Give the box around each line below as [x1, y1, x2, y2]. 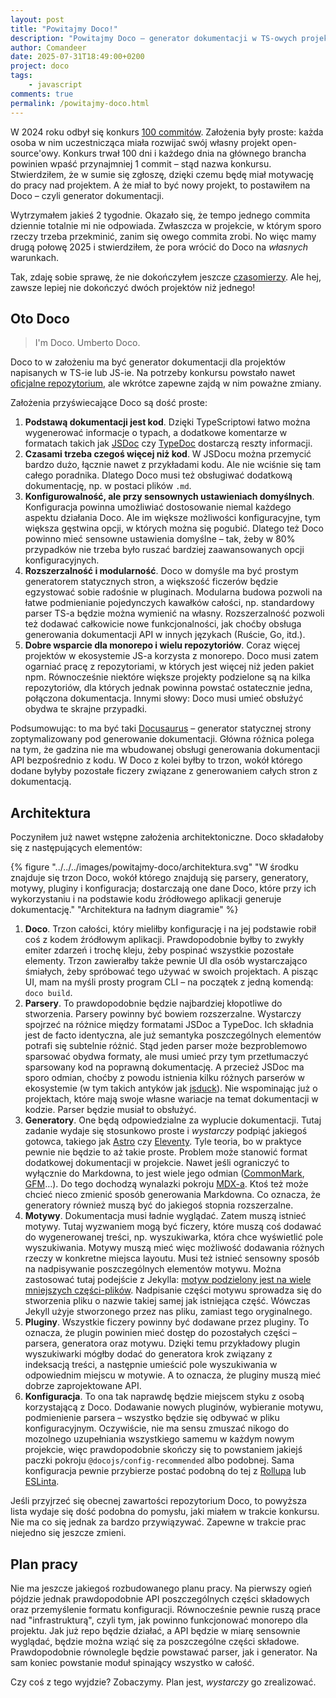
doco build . [24, 987, 73, 999]
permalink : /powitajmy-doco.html [10, 98, 150, 108]
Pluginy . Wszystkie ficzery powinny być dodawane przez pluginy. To [24, 1316, 310, 1328]
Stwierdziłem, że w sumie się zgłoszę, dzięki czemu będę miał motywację [10, 168, 314, 180]
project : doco [10, 61, 70, 71]
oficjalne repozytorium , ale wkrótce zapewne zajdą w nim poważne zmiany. [10, 377, 322, 390]
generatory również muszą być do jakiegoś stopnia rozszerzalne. [24, 1199, 294, 1211]
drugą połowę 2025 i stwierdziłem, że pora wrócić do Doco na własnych [10, 241, 308, 253]
